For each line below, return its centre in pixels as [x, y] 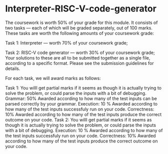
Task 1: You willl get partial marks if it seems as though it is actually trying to [83, 87]
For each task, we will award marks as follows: [53, 78]
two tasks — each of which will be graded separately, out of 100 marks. [79, 27]
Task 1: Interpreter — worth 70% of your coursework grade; [66, 42]
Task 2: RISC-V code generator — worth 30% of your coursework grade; [80, 52]
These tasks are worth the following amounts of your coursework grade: [79, 33]
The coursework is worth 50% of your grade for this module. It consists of [81, 22]
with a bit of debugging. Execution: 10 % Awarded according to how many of [84, 130]
